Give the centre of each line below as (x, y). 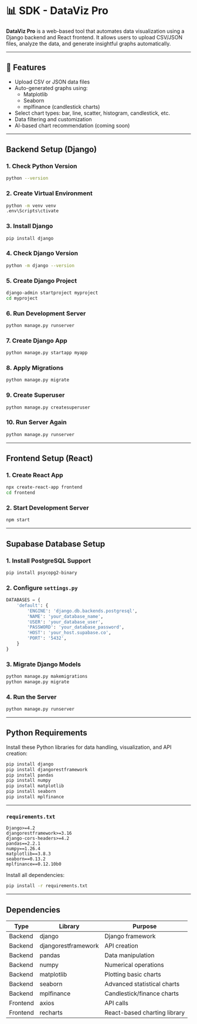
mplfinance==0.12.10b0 (34, 864)
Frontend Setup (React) (50, 458)
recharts (51, 1012)
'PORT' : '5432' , (47, 638)
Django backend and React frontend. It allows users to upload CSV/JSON (94, 37)
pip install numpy (28, 781)
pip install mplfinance (35, 797)
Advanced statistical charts (142, 983)
